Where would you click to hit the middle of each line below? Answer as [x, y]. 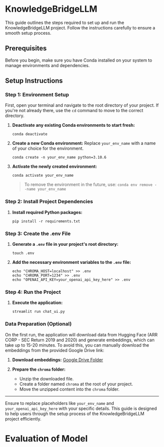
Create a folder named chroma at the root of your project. [76, 384]
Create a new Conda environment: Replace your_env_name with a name [84, 143]
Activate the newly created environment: [55, 166]
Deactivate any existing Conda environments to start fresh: [73, 125]
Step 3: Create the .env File [38, 234]
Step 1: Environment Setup [37, 95]
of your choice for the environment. [48, 148]
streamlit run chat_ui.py [38, 312]
